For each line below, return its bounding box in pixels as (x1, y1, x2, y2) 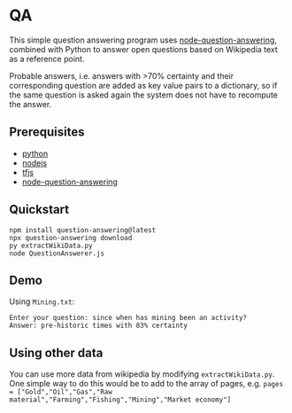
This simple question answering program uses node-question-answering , (9, 35, 277, 45)
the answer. (9, 98, 52, 109)
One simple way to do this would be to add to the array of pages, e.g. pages (9, 378, 284, 389)
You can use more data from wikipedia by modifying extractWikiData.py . (9, 369, 275, 379)
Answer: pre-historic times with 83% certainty (9, 321, 188, 331)
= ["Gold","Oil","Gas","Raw (9, 387, 113, 397)
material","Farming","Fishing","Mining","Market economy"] (9, 395, 232, 404)
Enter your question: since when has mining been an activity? (9, 314, 248, 323)
